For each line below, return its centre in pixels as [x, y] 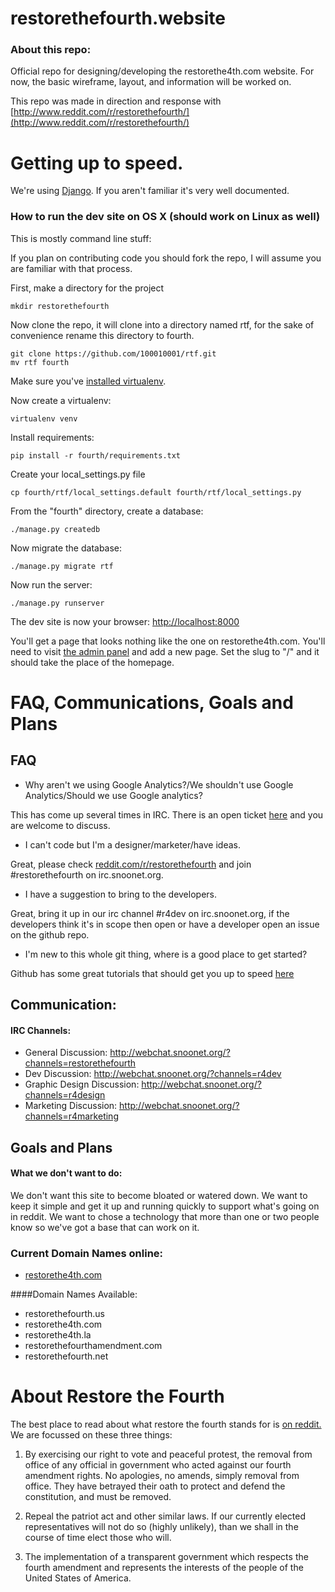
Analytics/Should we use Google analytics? [113, 795]
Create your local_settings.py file [78, 474]
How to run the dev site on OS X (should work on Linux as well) [165, 217]
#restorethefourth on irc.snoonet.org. [87, 874]
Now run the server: [51, 584]
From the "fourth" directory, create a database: [107, 511]
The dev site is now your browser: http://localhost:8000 [125, 621]
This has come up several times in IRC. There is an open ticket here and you [167, 814]
